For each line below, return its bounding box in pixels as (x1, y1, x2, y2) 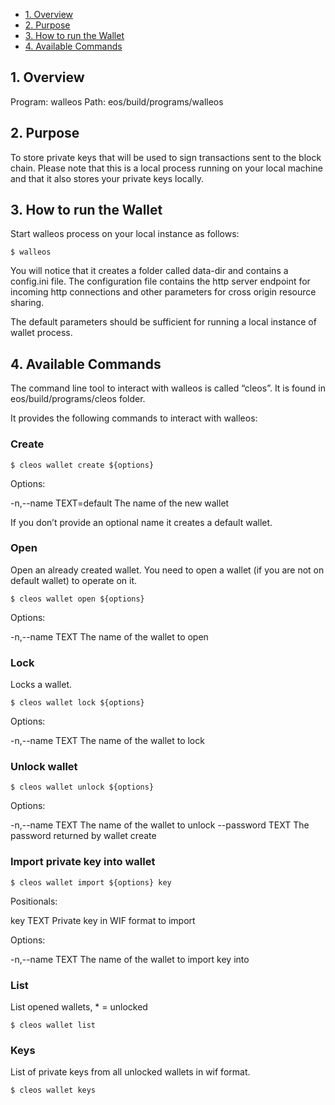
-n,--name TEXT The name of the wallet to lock (10, 735, 205, 747)
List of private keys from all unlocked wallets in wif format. (10, 1066, 251, 1078)
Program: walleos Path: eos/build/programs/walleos (10, 95, 224, 108)
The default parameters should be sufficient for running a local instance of (10, 316, 317, 328)
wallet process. (10, 327, 73, 339)
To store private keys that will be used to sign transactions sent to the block (10, 151, 322, 163)
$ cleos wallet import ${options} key (10, 877, 172, 888)
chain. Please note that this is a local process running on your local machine (10, 162, 323, 174)
